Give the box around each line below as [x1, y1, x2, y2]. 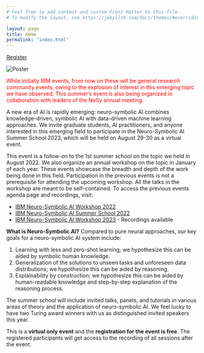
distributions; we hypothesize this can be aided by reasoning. [15, 265, 169, 273]
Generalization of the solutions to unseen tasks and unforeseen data [15, 259, 186, 267]
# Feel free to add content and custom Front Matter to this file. [6, 9, 181, 15]
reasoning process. [15, 285, 64, 292]
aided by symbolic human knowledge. [15, 253, 110, 260]
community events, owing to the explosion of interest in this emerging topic [6, 83, 195, 91]
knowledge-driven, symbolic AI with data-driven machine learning [6, 115, 172, 122]
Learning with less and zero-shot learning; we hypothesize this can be [15, 246, 191, 253]
